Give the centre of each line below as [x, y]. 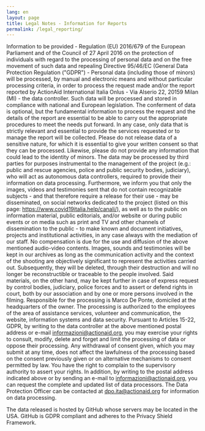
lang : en [17, 12]
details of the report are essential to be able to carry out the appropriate [97, 118]
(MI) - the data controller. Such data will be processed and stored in [92, 99]
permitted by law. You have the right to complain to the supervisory [91, 365]
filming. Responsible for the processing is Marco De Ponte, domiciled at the [101, 300]
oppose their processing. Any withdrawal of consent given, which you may [100, 346]
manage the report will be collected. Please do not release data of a [92, 138]
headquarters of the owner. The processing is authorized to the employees [101, 307]
